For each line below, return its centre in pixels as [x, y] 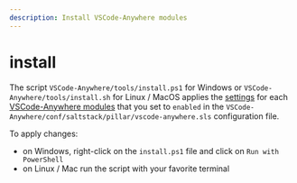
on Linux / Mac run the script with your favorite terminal [126, 169]
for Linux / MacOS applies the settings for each [200, 96]
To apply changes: [44, 133]
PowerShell [43, 160]
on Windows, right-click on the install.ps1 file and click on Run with [151, 151]
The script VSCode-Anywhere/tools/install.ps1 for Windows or [125, 87]
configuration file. [246, 116]
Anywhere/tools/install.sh [60, 97]
